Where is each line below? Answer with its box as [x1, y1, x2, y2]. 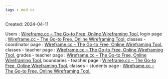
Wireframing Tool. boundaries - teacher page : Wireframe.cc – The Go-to [5, 57, 156, 63]
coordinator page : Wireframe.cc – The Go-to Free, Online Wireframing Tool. [5, 41, 163, 47]
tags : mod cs [5, 7, 35, 12]
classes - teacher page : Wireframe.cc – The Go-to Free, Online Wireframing [5, 46, 163, 52]
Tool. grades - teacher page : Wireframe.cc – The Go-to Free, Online [5, 52, 147, 58]
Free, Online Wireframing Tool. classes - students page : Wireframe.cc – [5, 62, 154, 68]
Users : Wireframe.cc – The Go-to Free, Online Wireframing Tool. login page [5, 30, 162, 36]
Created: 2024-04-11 [5, 21, 49, 27]
